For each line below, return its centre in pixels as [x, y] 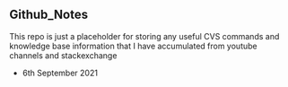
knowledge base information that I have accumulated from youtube [133, 46]
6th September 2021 [60, 73]
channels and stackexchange [63, 55]
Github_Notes [48, 15]
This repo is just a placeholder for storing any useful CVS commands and [144, 36]
